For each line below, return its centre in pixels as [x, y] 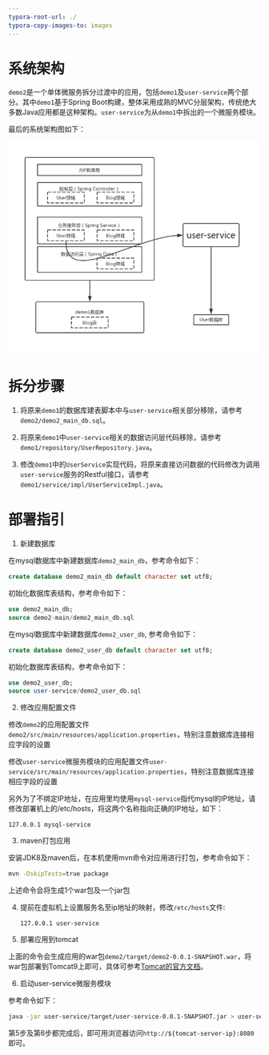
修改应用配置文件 [48, 707]
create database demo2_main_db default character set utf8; [111, 577]
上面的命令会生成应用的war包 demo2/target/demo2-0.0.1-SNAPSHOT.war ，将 [130, 956]
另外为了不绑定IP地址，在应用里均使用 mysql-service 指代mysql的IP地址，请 [132, 798]
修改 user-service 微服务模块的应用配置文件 [79, 762]
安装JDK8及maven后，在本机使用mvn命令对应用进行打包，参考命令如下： [130, 858]
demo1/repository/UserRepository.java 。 [88, 447]
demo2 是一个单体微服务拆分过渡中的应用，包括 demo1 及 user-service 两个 [125, 92]
